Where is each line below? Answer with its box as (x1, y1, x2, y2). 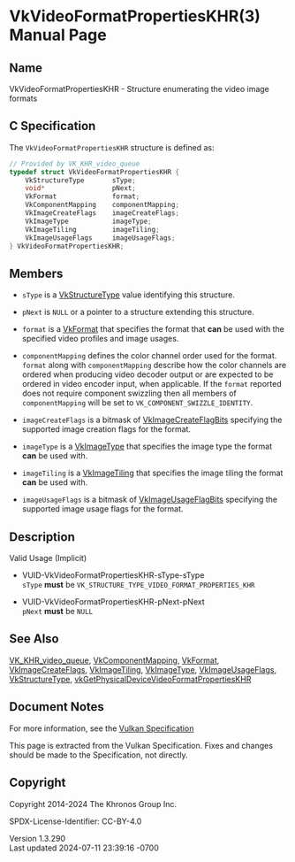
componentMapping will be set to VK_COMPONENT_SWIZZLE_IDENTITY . (21, 397, 253, 408)
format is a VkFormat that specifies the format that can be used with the (21, 324, 284, 335)
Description (9, 529, 75, 544)
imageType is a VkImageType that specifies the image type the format (21, 441, 272, 452)
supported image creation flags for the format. (21, 424, 192, 435)
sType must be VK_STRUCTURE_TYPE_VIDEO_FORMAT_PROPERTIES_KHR (21, 580, 255, 590)
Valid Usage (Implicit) (9, 553, 87, 564)
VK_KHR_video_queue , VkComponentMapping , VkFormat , (9, 655, 220, 666)
